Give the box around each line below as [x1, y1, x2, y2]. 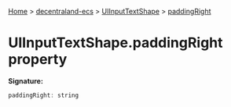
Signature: [8, 76, 43, 85]
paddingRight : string [8, 91, 79, 99]
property [8, 51, 68, 69]
